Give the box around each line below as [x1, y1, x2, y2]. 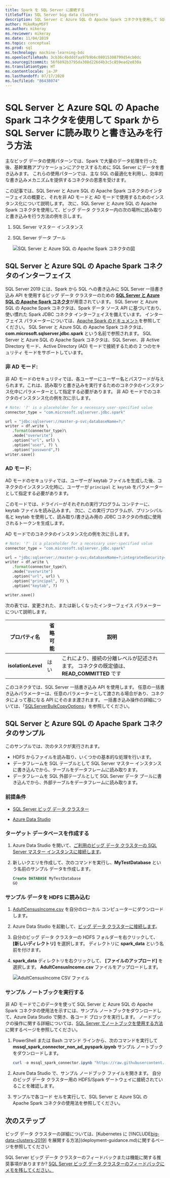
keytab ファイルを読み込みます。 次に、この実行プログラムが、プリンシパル [5, 507, 163, 514]
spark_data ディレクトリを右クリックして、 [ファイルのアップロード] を [12, 958, 163, 964]
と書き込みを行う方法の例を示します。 [5, 213, 85, 219]
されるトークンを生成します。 [5, 520, 67, 526]
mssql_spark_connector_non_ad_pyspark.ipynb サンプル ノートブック [12, 1044, 163, 1050]
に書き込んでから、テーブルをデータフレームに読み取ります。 [12, 767, 141, 773]
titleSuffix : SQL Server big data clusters [5, 12, 99, 17]
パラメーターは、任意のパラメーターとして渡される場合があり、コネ [18, 690, 160, 697]
